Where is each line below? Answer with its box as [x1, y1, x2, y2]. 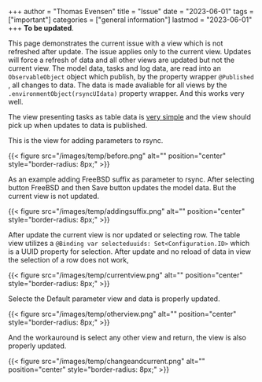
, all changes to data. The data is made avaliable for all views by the [8, 80, 227, 90]
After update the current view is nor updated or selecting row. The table [8, 230, 241, 239]
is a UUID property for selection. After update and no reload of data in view [8, 247, 252, 256]
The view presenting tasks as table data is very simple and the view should [8, 112, 252, 121]
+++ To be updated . [8, 24, 75, 32]
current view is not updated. [8, 192, 100, 200]
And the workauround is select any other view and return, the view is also [8, 333, 246, 342]
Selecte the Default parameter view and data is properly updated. [8, 294, 220, 303]
